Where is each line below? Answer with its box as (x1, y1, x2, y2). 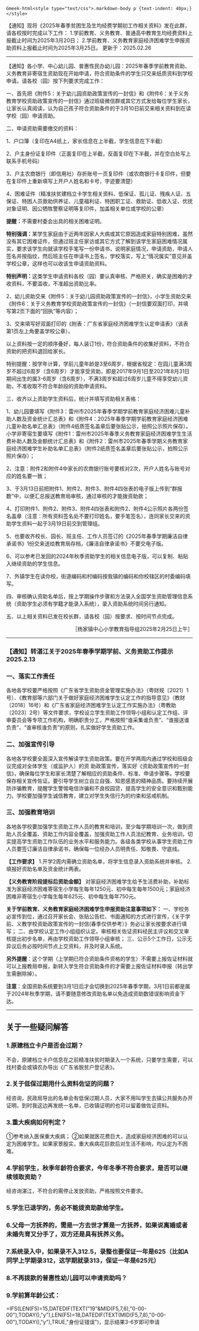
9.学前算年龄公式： (6, 1291, 61, 1300)
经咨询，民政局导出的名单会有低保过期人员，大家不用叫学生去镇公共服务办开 (6, 1094, 193, 1102)
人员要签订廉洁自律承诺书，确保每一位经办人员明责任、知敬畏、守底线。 (6, 845, 182, 852)
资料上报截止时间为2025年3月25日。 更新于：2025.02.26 (11, 45, 152, 51)
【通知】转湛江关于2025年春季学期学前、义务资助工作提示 (6, 647, 174, 655)
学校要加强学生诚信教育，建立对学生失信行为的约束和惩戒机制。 (16, 792, 172, 799)
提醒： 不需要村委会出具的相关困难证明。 (6, 217, 105, 225)
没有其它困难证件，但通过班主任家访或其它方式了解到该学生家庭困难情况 (6, 238, 182, 245)
